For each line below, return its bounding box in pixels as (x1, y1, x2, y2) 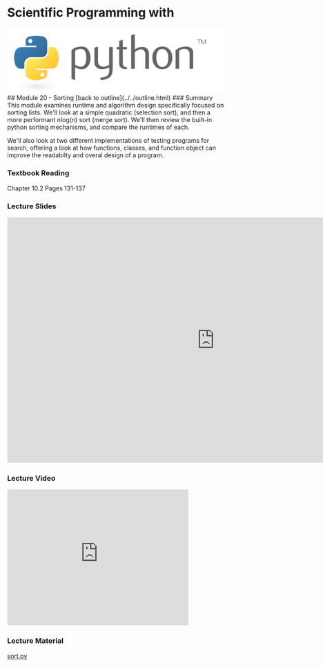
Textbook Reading (7, 168, 70, 178)
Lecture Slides (7, 201, 57, 211)
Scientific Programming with (7, 5, 175, 21)
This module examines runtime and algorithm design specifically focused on (7, 101, 224, 110)
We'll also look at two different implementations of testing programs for (7, 137, 209, 145)
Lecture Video (7, 473, 56, 483)
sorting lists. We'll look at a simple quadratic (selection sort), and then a (7, 108, 211, 117)
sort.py (7, 652, 28, 660)
